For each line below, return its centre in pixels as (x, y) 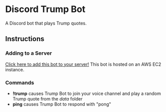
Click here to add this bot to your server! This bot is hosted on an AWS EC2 (83, 64)
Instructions (25, 39)
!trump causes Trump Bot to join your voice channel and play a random (87, 93)
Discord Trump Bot (45, 9)
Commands (20, 82)
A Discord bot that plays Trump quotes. (46, 23)
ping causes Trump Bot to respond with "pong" (62, 104)
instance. (15, 69)
